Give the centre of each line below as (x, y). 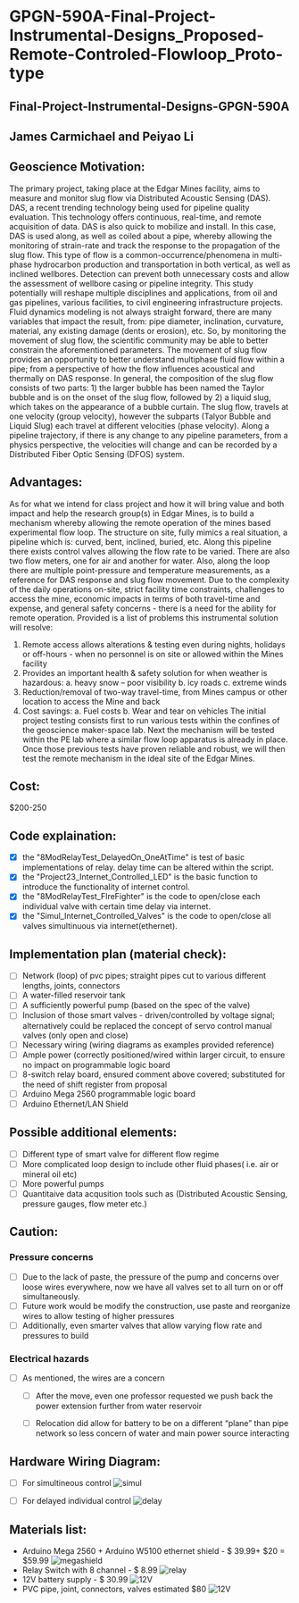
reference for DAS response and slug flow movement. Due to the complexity (149, 580)
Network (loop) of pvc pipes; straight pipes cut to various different (144, 976)
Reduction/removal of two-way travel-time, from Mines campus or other (154, 692)
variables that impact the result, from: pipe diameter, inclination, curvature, (146, 321)
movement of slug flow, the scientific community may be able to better (139, 340)
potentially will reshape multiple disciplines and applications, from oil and (144, 293)
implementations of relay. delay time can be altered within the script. (148, 867)
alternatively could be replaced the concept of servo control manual (147, 1025)
